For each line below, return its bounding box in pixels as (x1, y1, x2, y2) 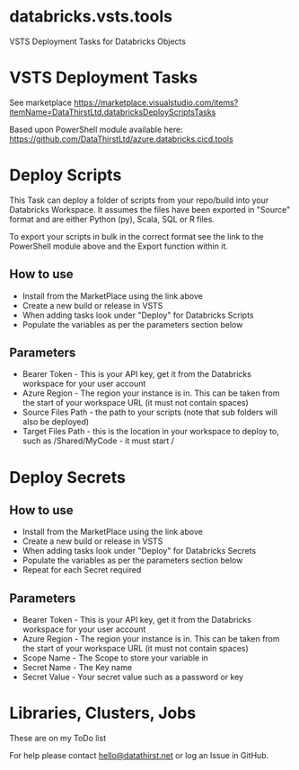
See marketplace (9, 97, 72, 108)
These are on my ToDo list (9, 733, 106, 744)
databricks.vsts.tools (9, 6, 173, 27)
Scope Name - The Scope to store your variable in (22, 652, 209, 663)
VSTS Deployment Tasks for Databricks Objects (9, 36, 187, 47)
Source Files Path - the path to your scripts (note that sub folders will (22, 407, 278, 418)
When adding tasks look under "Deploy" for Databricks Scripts (22, 310, 254, 320)
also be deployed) (22, 416, 90, 427)
